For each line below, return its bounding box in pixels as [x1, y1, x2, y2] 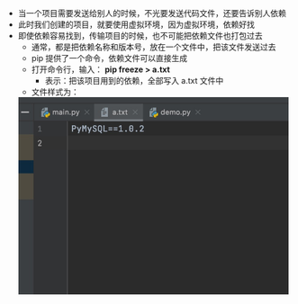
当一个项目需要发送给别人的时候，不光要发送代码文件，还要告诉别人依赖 [17, 8, 286, 18]
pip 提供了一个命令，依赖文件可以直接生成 [31, 53, 188, 63]
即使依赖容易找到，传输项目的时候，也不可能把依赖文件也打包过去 [17, 31, 263, 40]
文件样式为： [31, 86, 79, 97]
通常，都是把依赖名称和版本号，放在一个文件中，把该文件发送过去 [31, 41, 276, 52]
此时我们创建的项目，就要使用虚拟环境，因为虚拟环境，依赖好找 [17, 19, 255, 30]
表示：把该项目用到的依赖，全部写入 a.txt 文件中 [44, 76, 224, 85]
